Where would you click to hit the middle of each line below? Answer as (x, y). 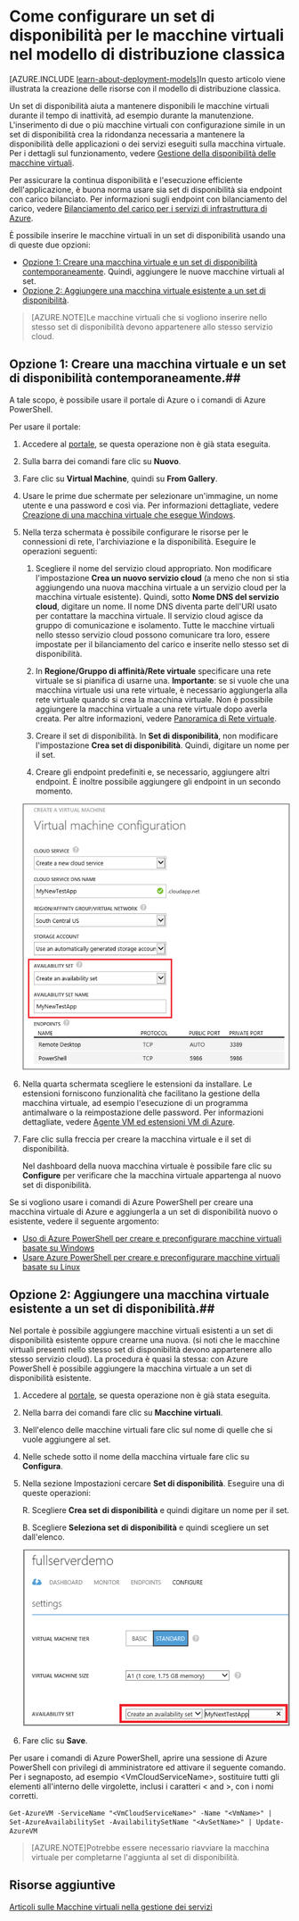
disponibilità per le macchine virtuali (147, 35)
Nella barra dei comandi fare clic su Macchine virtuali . (122, 1412)
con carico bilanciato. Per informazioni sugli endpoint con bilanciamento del (148, 199)
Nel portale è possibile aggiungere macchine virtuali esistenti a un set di (141, 1330)
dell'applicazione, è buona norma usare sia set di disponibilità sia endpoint (146, 189)
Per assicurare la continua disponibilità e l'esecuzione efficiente (126, 179)
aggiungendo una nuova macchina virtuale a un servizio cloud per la (161, 587)
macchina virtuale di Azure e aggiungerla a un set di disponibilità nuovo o (144, 1211)
